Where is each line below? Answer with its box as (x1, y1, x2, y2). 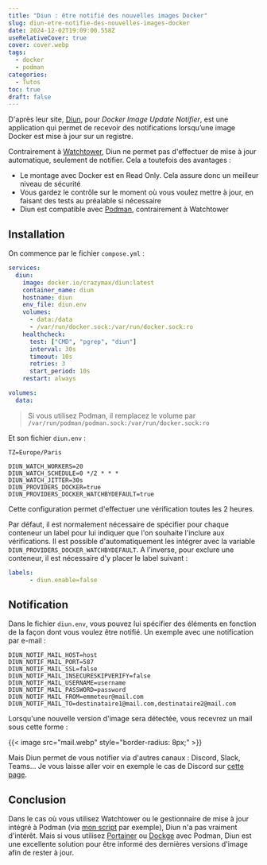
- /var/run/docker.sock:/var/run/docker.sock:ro (29, 323, 194, 331)
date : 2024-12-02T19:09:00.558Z (8, 26, 115, 34)
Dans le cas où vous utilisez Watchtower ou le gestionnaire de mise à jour (8, 814, 249, 824)
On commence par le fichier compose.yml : (8, 249, 145, 258)
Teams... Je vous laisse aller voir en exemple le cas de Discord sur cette (8, 762, 245, 771)
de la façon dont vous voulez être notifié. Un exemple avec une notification (8, 628, 254, 637)
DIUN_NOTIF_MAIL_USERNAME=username (8, 679, 126, 687)
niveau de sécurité (19, 180, 81, 189)
